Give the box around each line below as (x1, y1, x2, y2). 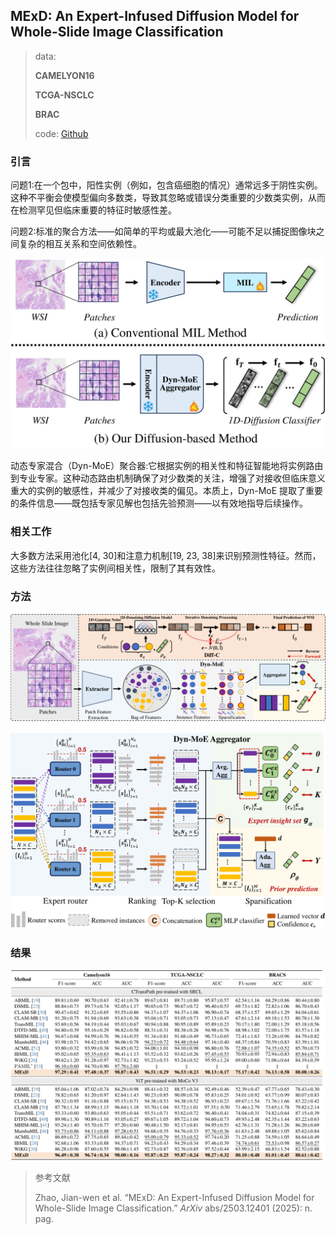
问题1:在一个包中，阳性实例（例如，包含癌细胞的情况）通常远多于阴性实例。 (10, 179, 323, 191)
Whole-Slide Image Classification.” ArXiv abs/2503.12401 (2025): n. (34, 1202, 313, 1214)
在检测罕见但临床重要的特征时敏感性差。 (10, 204, 177, 216)
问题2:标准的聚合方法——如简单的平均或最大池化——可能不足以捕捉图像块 (10, 225, 317, 238)
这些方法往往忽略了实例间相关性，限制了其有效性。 (10, 562, 221, 574)
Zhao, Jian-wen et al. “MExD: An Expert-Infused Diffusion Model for (34, 1192, 315, 1204)
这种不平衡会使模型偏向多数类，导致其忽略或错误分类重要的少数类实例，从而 (10, 192, 326, 204)
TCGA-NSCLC (34, 89, 95, 101)
